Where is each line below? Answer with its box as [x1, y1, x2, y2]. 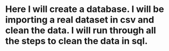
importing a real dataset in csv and [5, 14, 154, 25]
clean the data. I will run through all [5, 25, 156, 36]
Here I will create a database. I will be [5, 3, 164, 15]
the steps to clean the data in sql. [5, 35, 148, 47]
